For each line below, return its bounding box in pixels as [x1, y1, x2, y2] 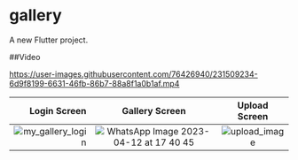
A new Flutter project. [9, 34, 89, 45]
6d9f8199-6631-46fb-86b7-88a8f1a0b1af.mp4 [9, 78, 180, 88]
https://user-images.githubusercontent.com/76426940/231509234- [9, 68, 259, 80]
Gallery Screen [122, 104, 186, 117]
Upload [237, 99, 269, 111]
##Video [9, 51, 41, 62]
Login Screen [29, 104, 87, 117]
